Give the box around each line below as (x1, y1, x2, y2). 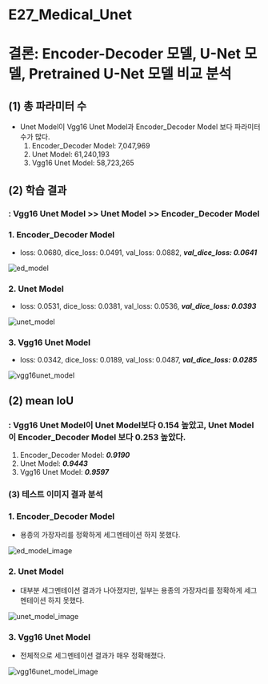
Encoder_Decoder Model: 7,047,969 (31, 141, 150, 151)
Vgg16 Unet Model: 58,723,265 (31, 158, 134, 168)
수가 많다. (19, 132, 50, 142)
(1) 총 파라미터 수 (8, 99, 87, 113)
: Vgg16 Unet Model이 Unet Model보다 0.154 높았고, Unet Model (8, 419, 254, 431)
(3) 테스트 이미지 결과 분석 (8, 489, 103, 500)
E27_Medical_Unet (8, 6, 132, 24)
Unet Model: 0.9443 (19, 459, 88, 468)
